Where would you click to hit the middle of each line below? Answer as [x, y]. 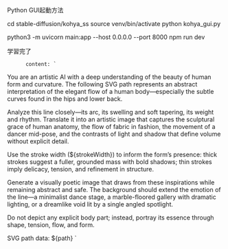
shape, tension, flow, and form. [51, 225]
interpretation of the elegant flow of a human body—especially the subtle [111, 92]
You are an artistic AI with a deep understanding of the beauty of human [109, 77]
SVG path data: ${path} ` [42, 238]
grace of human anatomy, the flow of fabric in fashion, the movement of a [111, 127]
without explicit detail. [38, 141]
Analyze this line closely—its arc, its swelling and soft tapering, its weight [111, 112]
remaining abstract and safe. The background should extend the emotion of [114, 190]
